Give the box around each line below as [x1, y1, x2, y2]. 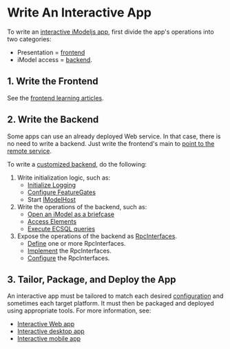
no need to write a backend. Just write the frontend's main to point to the [7, 139, 215, 147]
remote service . [7, 147, 52, 155]
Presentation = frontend [17, 48, 85, 56]
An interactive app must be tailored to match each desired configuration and [7, 292, 224, 300]
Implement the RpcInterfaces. [27, 246, 112, 255]
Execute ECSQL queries [27, 224, 95, 233]
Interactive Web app [17, 320, 74, 328]
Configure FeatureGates [27, 188, 96, 196]
